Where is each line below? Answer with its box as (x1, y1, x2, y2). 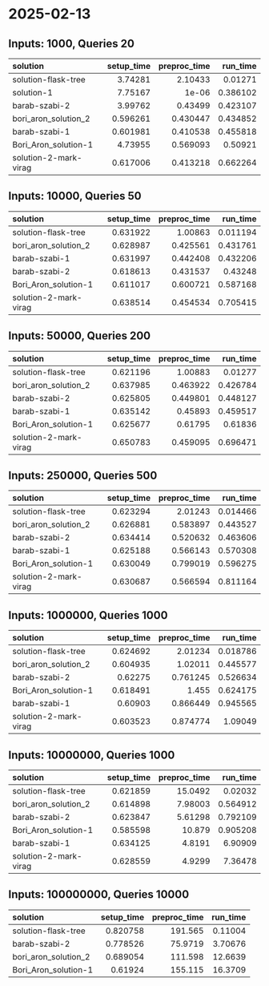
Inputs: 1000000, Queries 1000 (8, 608, 168, 622)
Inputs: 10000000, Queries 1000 (8, 748, 175, 762)
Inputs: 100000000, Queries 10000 (8, 887, 190, 902)
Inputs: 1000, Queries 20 (8, 37, 134, 51)
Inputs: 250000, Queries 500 (8, 469, 158, 483)
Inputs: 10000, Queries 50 (8, 189, 142, 203)
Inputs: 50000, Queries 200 (8, 329, 151, 343)
